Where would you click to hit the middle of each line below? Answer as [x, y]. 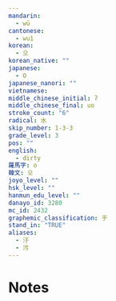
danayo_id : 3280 [35, 203]
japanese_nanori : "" [43, 83]
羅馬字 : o [23, 166]
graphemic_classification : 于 [58, 218]
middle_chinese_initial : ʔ [53, 98]
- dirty [28, 158]
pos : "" [21, 143]
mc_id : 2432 [28, 210]
